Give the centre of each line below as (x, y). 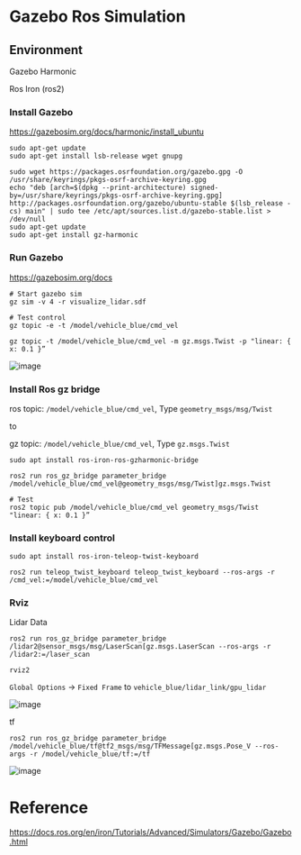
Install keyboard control (62, 538)
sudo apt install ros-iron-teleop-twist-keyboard (104, 557)
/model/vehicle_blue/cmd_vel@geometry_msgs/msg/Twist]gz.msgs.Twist (140, 484)
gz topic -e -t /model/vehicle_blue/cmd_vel (94, 325)
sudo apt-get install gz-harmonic (74, 235)
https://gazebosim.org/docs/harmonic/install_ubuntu (107, 132)
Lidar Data (28, 623)
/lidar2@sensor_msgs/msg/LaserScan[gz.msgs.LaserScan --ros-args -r (140, 647)
